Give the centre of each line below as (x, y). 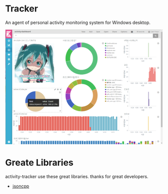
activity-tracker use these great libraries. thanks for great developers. (77, 176)
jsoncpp (21, 186)
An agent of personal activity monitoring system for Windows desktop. (78, 22)
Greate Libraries (39, 162)
